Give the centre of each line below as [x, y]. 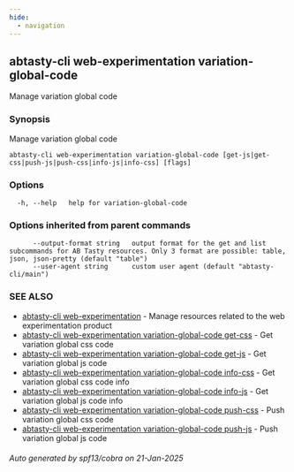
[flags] [177, 163]
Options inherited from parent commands [100, 225]
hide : [19, 17]
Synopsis [30, 119]
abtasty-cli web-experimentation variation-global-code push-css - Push [153, 410]
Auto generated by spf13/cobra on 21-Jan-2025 [96, 458]
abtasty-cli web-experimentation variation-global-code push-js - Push [150, 429]
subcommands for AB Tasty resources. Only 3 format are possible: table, [148, 251]
